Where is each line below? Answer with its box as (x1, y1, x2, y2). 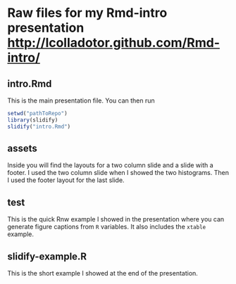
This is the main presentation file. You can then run (7, 96, 155, 105)
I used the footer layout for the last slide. (7, 176, 125, 184)
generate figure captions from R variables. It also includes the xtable (7, 223, 206, 231)
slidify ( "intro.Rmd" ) (7, 123, 71, 130)
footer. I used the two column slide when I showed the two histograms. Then (7, 169, 229, 177)
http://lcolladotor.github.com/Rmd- (7, 35, 221, 51)
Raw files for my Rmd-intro (7, 5, 168, 21)
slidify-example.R (7, 250, 87, 262)
